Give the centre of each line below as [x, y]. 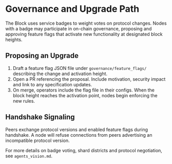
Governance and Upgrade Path [72, 9]
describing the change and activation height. [60, 74]
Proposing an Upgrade [42, 56]
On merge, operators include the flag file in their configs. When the [84, 90]
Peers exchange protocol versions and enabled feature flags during [77, 130]
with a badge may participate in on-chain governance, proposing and [79, 28]
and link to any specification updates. [52, 84]
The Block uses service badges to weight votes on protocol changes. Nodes [86, 23]
